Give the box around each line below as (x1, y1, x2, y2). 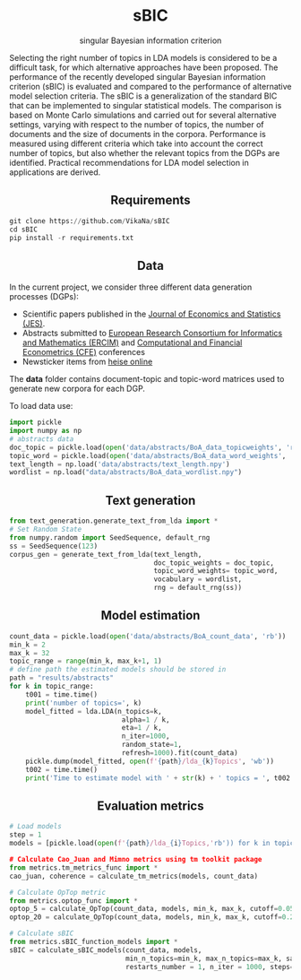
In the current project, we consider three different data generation (9, 282, 253, 292)
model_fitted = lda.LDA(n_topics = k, (25, 707, 163, 715)
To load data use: (9, 401, 73, 412)
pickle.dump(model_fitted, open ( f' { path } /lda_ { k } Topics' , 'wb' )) (25, 757, 275, 766)
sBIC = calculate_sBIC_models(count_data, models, (9, 945, 202, 955)
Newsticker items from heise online (21, 356, 153, 368)
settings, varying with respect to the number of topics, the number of (9, 118, 264, 130)
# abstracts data (9, 434, 74, 444)
